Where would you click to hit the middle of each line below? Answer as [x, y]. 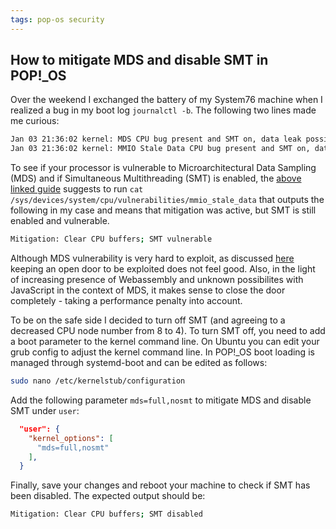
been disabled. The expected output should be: [108, 496]
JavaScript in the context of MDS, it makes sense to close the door [148, 290]
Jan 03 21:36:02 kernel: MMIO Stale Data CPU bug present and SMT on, [160, 149]
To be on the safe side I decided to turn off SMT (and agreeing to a [148, 320]
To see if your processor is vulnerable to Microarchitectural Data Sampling [163, 168]
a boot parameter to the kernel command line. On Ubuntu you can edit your [165, 342]
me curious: [35, 121]
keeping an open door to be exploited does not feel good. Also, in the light [163, 269]
